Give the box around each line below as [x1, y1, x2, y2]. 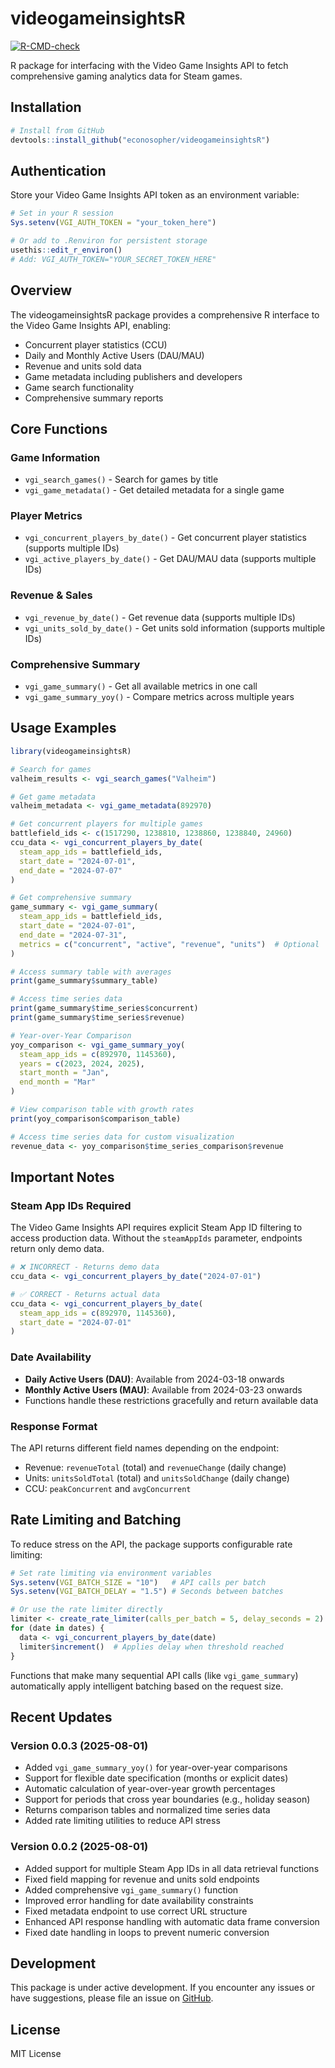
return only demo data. [10, 1243, 105, 1255]
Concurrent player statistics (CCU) [24, 338, 168, 351]
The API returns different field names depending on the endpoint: [10, 1442, 280, 1454]
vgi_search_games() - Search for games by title [24, 473, 219, 486]
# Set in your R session [10, 208, 114, 219]
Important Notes [10, 1168, 115, 1186]
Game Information [10, 450, 101, 464]
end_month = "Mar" [19, 1077, 97, 1087]
